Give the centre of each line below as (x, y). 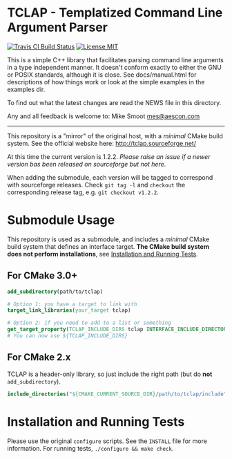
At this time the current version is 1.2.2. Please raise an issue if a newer (109, 156)
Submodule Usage (61, 220)
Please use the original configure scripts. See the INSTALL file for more (107, 441)
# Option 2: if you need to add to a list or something (89, 323)
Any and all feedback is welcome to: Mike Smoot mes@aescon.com (104, 116)
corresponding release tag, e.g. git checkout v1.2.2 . (83, 192)
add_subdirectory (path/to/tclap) (55, 292)
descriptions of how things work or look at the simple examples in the (106, 82)
